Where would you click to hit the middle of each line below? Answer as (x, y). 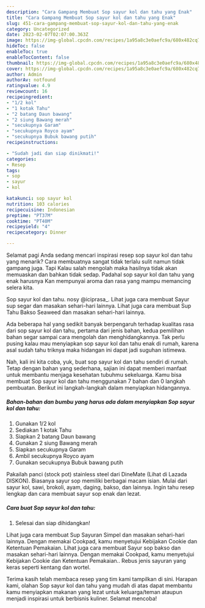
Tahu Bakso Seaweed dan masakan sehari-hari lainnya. (76, 312)
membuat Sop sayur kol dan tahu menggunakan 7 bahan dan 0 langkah (96, 381)
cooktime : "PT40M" (30, 221)
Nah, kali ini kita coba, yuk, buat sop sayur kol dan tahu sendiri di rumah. (98, 362)
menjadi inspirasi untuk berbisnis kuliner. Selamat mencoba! (82, 598)
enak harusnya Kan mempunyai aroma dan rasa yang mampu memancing (99, 281)
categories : (21, 159)
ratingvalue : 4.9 (28, 86)
